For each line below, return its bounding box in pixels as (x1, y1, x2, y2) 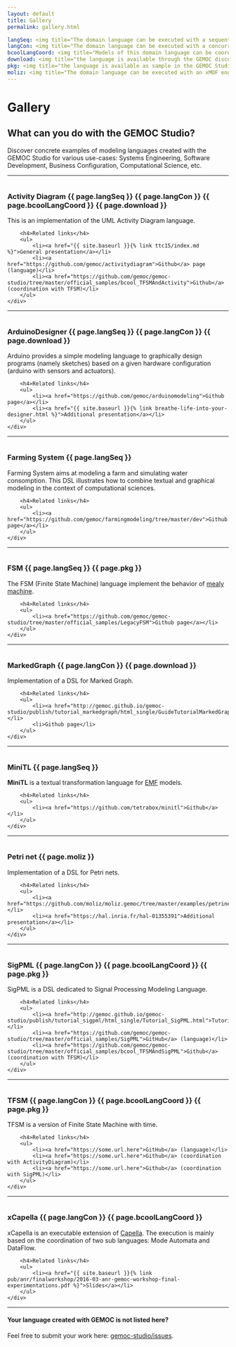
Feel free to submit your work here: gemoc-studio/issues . (7, 1331, 174, 1340)
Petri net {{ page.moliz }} (7, 852, 95, 862)
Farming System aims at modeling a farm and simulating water (7, 468, 188, 477)
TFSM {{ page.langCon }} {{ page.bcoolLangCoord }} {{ (7, 1095, 202, 1105)
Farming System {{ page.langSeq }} (7, 453, 132, 463)
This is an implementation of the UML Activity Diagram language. (7, 216, 195, 224)
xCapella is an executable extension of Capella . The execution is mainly (7, 1229, 214, 1237)
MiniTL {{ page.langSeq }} (7, 762, 99, 772)
